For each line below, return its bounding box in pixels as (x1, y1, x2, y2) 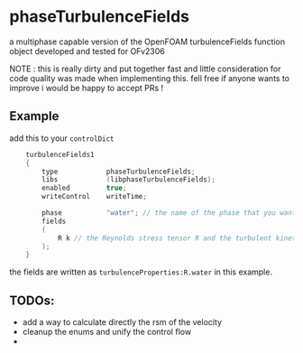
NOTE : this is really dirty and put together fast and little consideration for (9, 63, 281, 74)
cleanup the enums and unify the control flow (22, 327, 192, 338)
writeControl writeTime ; (41, 192, 147, 201)
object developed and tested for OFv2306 (9, 45, 165, 56)
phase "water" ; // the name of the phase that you (41, 209, 277, 218)
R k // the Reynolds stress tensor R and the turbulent (57, 233, 272, 243)
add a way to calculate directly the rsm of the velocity (22, 317, 223, 328)
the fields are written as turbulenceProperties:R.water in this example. (9, 266, 273, 277)
